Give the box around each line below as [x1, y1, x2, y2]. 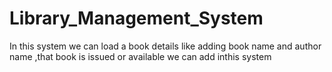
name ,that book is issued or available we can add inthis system [9, 50, 272, 62]
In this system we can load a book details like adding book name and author [9, 40, 322, 52]
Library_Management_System [9, 7, 264, 30]
